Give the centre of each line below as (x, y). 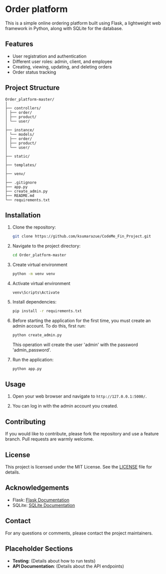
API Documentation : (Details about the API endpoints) (68, 566)
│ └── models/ (20, 134)
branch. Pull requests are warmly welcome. (50, 439)
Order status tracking (34, 72)
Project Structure (32, 88)
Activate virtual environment (41, 283)
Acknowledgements (37, 488)
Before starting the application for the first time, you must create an (82, 320)
